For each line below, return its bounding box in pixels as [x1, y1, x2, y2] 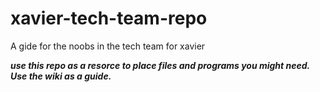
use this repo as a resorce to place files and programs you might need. [10, 59, 310, 71]
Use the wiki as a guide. [10, 70, 112, 82]
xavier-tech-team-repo [10, 7, 208, 30]
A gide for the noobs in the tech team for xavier [10, 40, 206, 52]
